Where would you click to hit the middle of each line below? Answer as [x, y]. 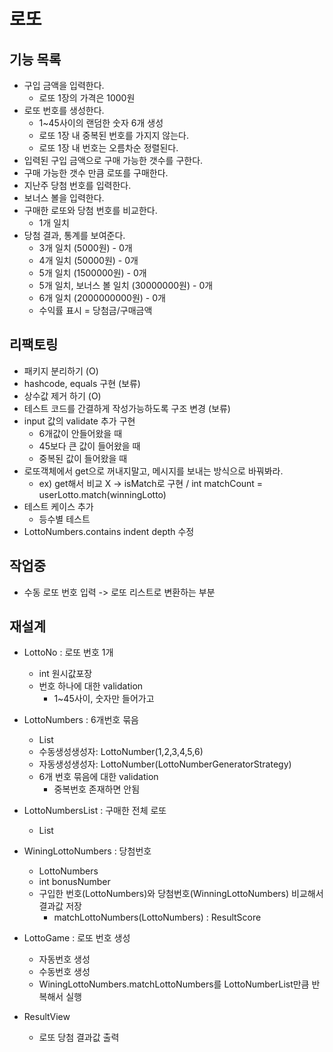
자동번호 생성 [64, 959]
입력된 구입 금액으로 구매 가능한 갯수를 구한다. [113, 160]
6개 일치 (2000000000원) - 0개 [102, 298]
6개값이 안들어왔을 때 [80, 433]
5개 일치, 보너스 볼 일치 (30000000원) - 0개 [126, 285]
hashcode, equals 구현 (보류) [82, 383]
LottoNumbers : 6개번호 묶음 [81, 720]
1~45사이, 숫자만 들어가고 [104, 699]
